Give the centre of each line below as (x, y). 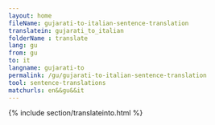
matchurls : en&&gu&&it (46, 90)
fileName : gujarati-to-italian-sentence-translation (99, 23)
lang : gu (23, 46)
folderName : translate (48, 38)
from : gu (23, 53)
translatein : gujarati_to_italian (66, 30)
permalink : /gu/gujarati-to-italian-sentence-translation (107, 75)
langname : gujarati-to (46, 68)
